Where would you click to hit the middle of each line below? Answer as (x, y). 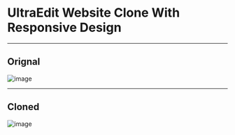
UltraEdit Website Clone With (94, 13)
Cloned (23, 107)
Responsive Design (64, 27)
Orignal (24, 62)
